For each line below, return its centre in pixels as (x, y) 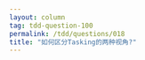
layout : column (37, 17)
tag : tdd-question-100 (51, 26)
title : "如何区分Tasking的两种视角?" (73, 42)
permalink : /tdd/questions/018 (67, 34)
